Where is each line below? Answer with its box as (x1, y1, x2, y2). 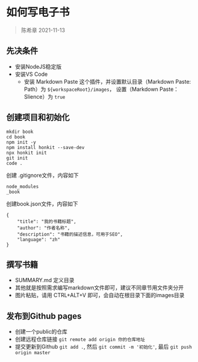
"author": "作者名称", (17, 225, 70, 231)
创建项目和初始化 (6, 112, 70, 123)
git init (6, 155, 28, 161)
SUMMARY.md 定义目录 (14, 277, 75, 284)
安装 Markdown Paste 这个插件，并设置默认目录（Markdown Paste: (23, 78, 191, 85)
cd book (6, 133, 26, 140)
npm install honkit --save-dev (6, 144, 85, 150)
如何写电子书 (6, 5, 70, 19)
